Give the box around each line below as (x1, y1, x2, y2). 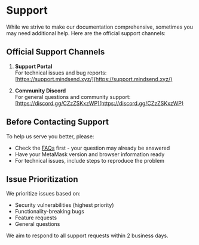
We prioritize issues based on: (6, 190, 81, 197)
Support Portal (14, 63, 53, 70)
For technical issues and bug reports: (14, 69, 107, 76)
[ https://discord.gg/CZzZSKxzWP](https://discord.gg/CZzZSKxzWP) (14, 100, 184, 107)
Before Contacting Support (6, 117, 109, 127)
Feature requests (14, 214, 57, 221)
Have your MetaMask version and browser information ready (14, 150, 165, 158)
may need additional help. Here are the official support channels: (6, 29, 166, 36)
